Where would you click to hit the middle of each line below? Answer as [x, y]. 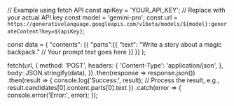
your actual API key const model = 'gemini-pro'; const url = [92, 17]
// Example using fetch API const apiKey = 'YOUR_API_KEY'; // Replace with [116, 10]
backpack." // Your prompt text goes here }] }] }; [77, 52]
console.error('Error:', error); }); [53, 95]
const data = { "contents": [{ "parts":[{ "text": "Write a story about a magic [115, 44]
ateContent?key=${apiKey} [45, 31]
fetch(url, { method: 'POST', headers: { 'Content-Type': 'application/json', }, [116, 65]
